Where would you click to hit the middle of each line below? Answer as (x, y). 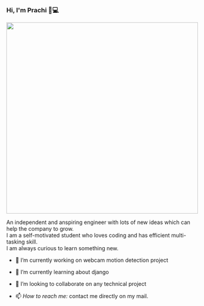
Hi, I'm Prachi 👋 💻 (33, 10)
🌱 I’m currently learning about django (62, 272)
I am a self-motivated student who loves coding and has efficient (88, 236)
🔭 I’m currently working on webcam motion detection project (92, 260)
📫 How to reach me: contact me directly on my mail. (82, 296)
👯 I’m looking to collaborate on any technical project (81, 284)
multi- (179, 236)
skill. (32, 242)
